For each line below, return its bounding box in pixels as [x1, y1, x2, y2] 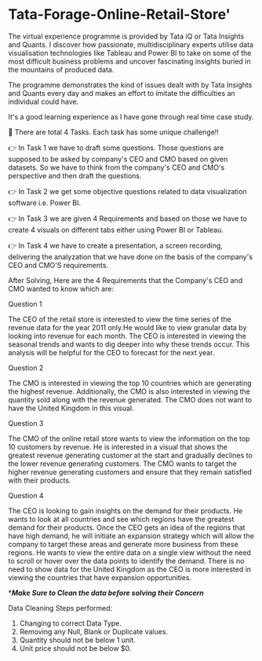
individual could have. [8, 97, 79, 106]
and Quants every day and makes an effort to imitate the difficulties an [8, 88, 235, 97]
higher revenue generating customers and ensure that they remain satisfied [8, 467, 253, 476]
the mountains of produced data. [8, 64, 115, 74]
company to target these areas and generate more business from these [8, 539, 239, 549]
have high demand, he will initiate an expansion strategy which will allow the [8, 531, 255, 540]
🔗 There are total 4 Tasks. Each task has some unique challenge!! [8, 127, 220, 137]
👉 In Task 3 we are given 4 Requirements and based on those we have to [8, 214, 247, 223]
